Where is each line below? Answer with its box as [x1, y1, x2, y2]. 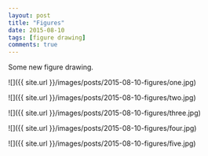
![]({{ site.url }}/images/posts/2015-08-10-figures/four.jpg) [8, 124, 197, 133]
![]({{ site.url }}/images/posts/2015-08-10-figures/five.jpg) [8, 139, 196, 148]
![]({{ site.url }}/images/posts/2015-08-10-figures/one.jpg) [8, 78, 196, 87]
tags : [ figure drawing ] [8, 33, 86, 42]
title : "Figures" [8, 19, 65, 27]
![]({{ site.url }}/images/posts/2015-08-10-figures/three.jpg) [8, 108, 202, 118]
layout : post [8, 11, 51, 20]
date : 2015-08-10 [8, 26, 65, 34]
